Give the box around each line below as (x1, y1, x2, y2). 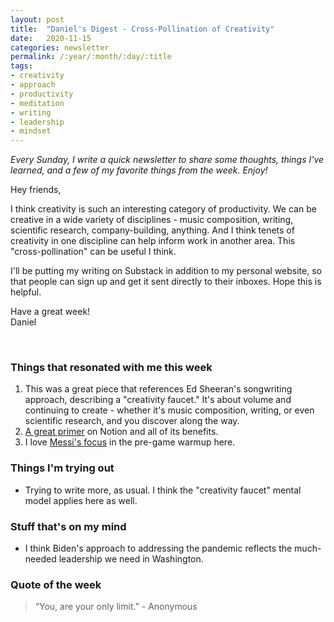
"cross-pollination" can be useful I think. (10, 246, 177, 258)
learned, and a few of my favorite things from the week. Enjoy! (10, 164, 268, 176)
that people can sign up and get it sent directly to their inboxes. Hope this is (10, 276, 322, 288)
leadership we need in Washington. (58, 553, 204, 565)
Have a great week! (10, 306, 91, 318)
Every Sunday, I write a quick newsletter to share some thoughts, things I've (10, 154, 325, 166)
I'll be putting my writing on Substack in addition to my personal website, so (10, 265, 322, 277)
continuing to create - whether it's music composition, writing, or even (24, 404, 315, 416)
